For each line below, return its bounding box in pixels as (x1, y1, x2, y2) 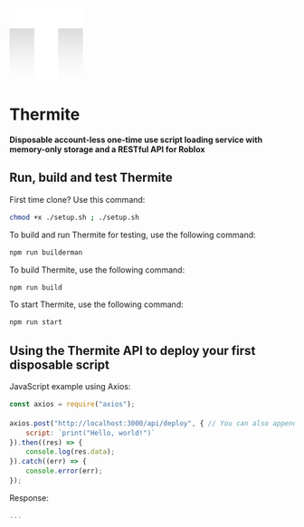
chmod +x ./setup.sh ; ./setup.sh (9, 213, 140, 222)
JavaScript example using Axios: (9, 381, 131, 392)
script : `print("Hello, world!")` (25, 428, 156, 437)
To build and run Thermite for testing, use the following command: (9, 229, 256, 240)
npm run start (9, 318, 63, 327)
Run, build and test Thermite (9, 170, 174, 186)
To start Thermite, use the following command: (9, 299, 184, 310)
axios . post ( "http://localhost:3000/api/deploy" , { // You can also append (9, 418, 298, 427)
